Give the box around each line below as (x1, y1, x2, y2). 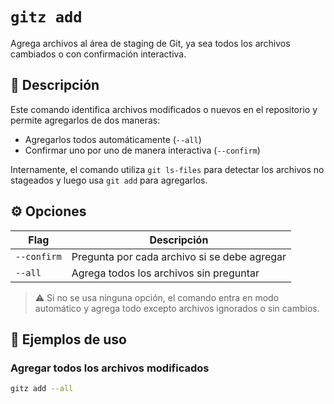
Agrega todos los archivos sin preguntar (71, 266, 260, 280)
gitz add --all (10, 384, 74, 394)
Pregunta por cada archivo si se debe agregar (71, 249, 287, 263)
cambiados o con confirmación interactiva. (10, 48, 187, 60)
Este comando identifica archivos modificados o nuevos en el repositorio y (10, 103, 318, 115)
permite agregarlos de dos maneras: (10, 114, 161, 126)
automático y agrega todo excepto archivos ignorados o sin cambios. (34, 302, 320, 314)
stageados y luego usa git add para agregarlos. (10, 174, 208, 186)
